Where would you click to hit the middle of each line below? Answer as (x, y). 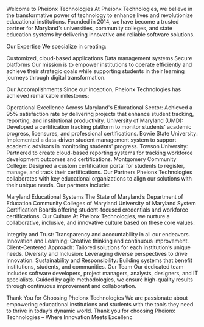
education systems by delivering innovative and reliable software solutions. (100, 35)
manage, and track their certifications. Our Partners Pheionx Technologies (100, 172)
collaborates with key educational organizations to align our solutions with (99, 178)
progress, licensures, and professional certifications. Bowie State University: (102, 133)
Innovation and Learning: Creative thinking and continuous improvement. (98, 241)
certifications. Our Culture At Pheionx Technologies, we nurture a (88, 216)
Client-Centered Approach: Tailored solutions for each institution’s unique (98, 247)
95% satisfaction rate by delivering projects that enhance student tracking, (100, 114)
